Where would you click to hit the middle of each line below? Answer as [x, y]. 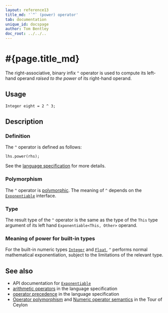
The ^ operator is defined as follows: [44, 147]
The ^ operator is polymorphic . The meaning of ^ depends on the [74, 190]
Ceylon [20, 305]
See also [19, 271]
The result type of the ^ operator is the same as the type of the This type [82, 220]
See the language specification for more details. [55, 166]
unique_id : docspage [27, 24]
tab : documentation [26, 19]
